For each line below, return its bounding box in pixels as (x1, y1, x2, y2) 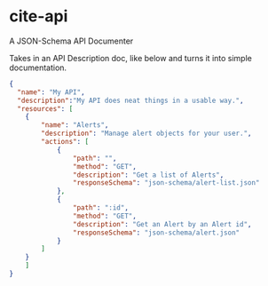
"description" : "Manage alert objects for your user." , (41, 129, 252, 139)
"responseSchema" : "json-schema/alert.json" (72, 228, 240, 237)
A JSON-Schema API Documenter (9, 36, 134, 46)
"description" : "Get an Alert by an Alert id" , (72, 219, 252, 228)
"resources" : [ (17, 104, 74, 113)
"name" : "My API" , (17, 87, 86, 97)
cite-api (9, 6, 68, 27)
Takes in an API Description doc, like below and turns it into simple (9, 52, 253, 63)
